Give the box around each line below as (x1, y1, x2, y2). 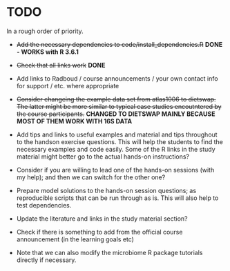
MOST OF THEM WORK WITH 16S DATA (16, 117, 133, 125)
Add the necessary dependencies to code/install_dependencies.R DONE (16, 40, 223, 48)
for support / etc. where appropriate (16, 81, 119, 90)
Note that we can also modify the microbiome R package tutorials (16, 248, 203, 257)
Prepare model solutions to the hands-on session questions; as (16, 186, 197, 194)
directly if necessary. (16, 256, 77, 264)
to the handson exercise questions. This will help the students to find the (16, 137, 224, 145)
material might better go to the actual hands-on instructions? (16, 152, 190, 161)
